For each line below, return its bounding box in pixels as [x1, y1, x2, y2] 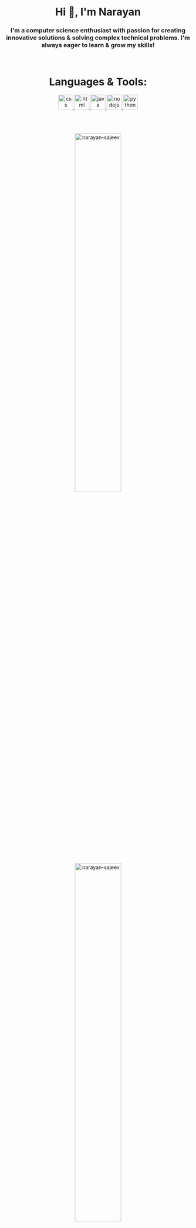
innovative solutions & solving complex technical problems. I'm [6, 34, 190, 42]
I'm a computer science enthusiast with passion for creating [10, 26, 186, 35]
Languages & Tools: [49, 75, 147, 88]
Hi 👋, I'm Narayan [55, 5, 141, 19]
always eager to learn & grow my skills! [41, 41, 155, 49]
